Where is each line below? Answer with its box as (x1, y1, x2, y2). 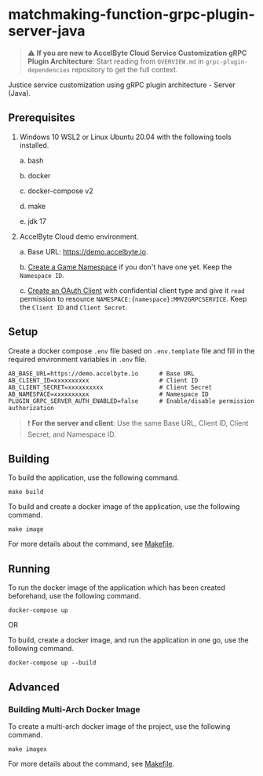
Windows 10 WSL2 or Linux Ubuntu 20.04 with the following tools (19, 132, 232, 141)
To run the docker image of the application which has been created (8, 583, 226, 592)
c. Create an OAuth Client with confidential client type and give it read (19, 285, 245, 295)
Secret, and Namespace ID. (27, 430, 116, 439)
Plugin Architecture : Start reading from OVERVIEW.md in (27, 57, 204, 66)
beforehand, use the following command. (8, 591, 141, 601)
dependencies (27, 66, 71, 74)
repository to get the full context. (71, 64, 178, 74)
